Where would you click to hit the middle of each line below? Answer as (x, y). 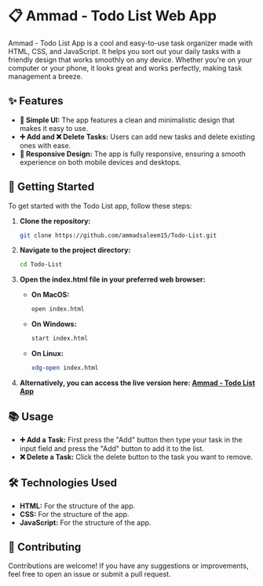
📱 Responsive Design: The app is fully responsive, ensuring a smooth (132, 154)
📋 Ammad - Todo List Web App (113, 16)
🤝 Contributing (45, 547)
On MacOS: (50, 295)
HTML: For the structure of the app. (77, 506)
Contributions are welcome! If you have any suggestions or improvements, (128, 566)
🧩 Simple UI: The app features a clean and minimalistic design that (127, 120)
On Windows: (54, 324)
